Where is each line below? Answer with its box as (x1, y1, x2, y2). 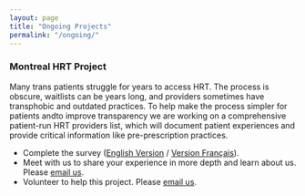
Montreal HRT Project (9, 60, 107, 73)
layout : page (9, 13, 59, 23)
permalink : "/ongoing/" (9, 30, 100, 39)
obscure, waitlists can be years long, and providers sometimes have (9, 90, 265, 101)
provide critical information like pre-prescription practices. (9, 129, 229, 140)
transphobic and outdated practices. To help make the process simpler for (9, 100, 288, 111)
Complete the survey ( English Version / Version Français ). (22, 147, 239, 158)
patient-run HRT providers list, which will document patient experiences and (9, 119, 296, 130)
